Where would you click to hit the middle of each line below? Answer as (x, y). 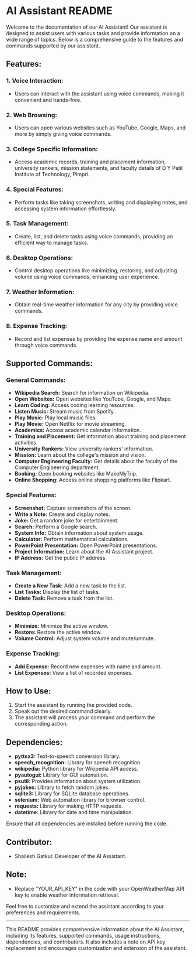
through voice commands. (46, 345)
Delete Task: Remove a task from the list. (64, 598)
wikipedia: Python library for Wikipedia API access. (76, 769)
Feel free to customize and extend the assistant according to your (85, 906)
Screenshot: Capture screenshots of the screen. (73, 508)
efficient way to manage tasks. (51, 242)
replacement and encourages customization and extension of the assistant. (97, 948)
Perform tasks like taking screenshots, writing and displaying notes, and (101, 202)
